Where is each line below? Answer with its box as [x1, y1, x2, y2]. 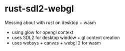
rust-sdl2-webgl [4, 3, 74, 14]
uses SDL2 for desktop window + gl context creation [11, 34, 120, 40]
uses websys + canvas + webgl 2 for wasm [11, 39, 101, 45]
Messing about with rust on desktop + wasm [4, 19, 96, 25]
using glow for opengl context [11, 29, 74, 35]
